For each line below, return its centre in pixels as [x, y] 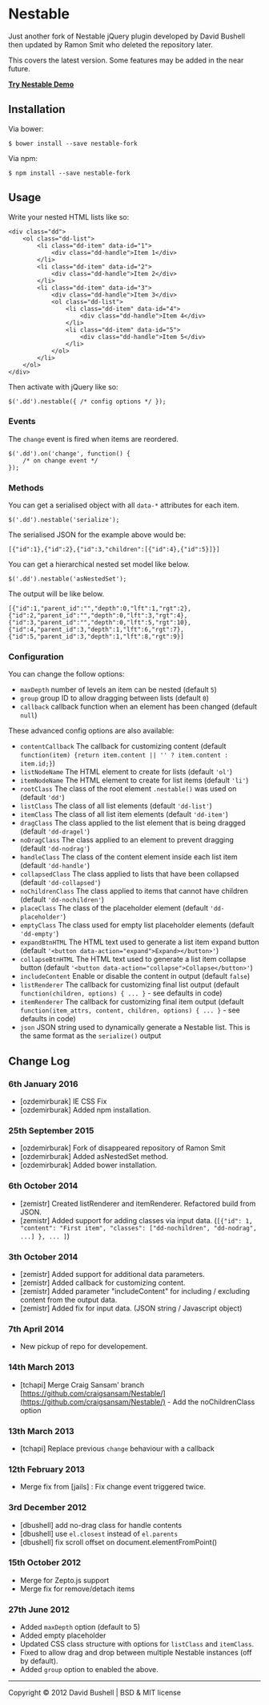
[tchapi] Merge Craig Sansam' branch [82, 1384]
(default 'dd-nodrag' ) [55, 848]
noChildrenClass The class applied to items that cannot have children [134, 891]
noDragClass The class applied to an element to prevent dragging [127, 840]
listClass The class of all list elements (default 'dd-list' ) [116, 806]
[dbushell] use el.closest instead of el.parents [99, 1533]
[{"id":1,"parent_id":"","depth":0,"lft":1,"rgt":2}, [100, 609]
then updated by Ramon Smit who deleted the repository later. [111, 44]
